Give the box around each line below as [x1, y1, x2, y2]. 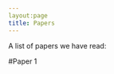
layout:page [8, 11, 48, 20]
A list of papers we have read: [8, 41, 107, 50]
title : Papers [8, 19, 56, 27]
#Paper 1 [8, 56, 37, 66]
